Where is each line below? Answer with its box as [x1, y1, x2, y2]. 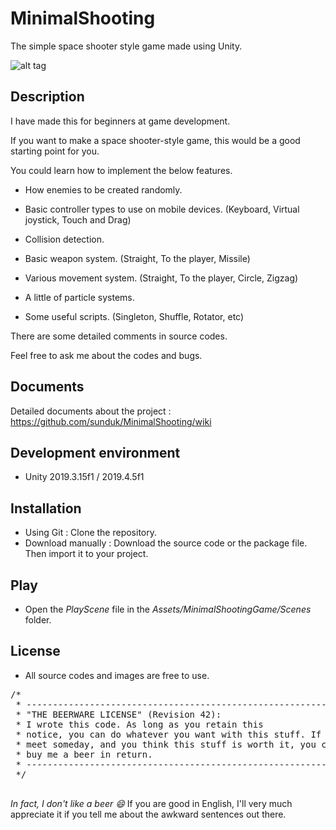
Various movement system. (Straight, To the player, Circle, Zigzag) [24, 272, 299, 284]
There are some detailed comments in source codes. [10, 330, 228, 342]
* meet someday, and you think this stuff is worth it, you [15, 738, 317, 750]
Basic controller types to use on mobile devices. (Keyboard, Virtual [24, 203, 300, 215]
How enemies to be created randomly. [24, 183, 183, 196]
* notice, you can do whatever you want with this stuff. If [15, 728, 322, 740]
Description [10, 88, 85, 106]
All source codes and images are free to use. [24, 669, 210, 681]
